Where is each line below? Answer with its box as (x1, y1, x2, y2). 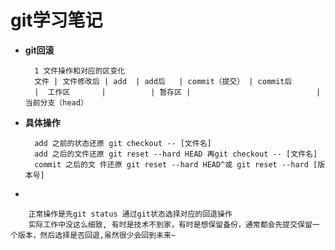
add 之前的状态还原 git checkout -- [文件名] (34, 138, 212, 148)
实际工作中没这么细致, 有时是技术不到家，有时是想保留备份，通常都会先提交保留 (28, 219, 313, 230)
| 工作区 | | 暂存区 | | (34, 87, 322, 97)
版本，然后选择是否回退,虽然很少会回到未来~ (17, 230, 177, 240)
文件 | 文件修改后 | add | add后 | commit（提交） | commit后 (34, 76, 293, 86)
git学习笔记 (10, 9, 103, 32)
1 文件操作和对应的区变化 (34, 66, 126, 76)
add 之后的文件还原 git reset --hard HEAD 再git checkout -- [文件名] (34, 149, 318, 159)
